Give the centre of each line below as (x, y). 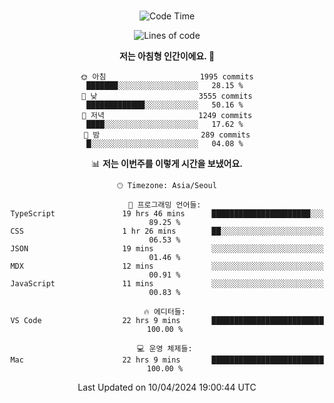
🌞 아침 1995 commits (167, 77)
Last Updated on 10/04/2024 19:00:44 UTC (167, 387)
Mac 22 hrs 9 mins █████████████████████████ (167, 360)
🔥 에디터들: (164, 312)
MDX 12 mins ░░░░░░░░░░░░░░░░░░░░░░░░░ (167, 266)
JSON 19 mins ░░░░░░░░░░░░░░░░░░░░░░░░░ (167, 249)
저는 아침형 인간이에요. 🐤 (167, 56)
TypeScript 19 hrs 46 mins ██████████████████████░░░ (167, 214)
